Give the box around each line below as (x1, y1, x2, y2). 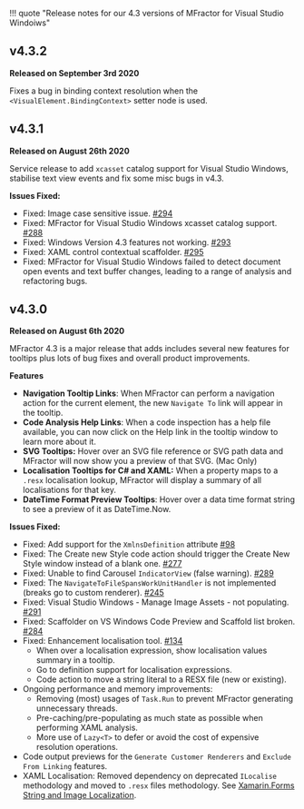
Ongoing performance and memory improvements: (22, 684, 213, 695)
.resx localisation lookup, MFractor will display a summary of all (22, 475, 261, 486)
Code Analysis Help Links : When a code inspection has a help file (22, 417, 271, 428)
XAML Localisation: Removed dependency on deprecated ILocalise (22, 771, 278, 782)
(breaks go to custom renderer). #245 (22, 587, 165, 598)
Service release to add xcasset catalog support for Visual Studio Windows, (9, 163, 289, 173)
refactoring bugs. (22, 275, 88, 286)
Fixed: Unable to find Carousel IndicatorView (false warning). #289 (22, 567, 274, 579)
